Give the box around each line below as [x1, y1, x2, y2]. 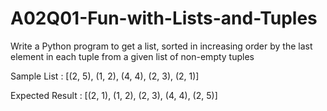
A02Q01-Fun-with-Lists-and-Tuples [10, 7, 318, 30]
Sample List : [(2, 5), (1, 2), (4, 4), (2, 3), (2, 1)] [10, 70, 200, 82]
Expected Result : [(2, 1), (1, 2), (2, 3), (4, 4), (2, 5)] [10, 89, 218, 101]
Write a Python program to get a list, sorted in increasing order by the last [10, 40, 313, 52]
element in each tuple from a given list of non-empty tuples [10, 50, 255, 62]
